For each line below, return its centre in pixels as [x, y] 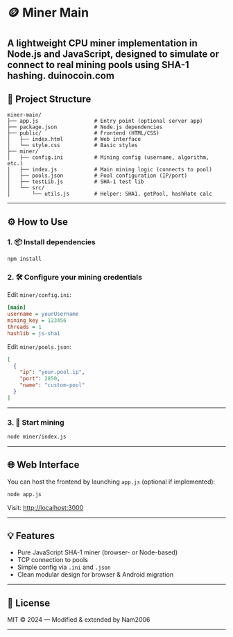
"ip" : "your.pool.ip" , [52, 372]
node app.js [24, 494]
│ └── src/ [26, 188]
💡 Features [31, 536]
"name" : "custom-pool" [52, 385]
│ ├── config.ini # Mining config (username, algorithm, [108, 158]
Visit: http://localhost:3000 [45, 507]
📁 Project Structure [49, 99]
